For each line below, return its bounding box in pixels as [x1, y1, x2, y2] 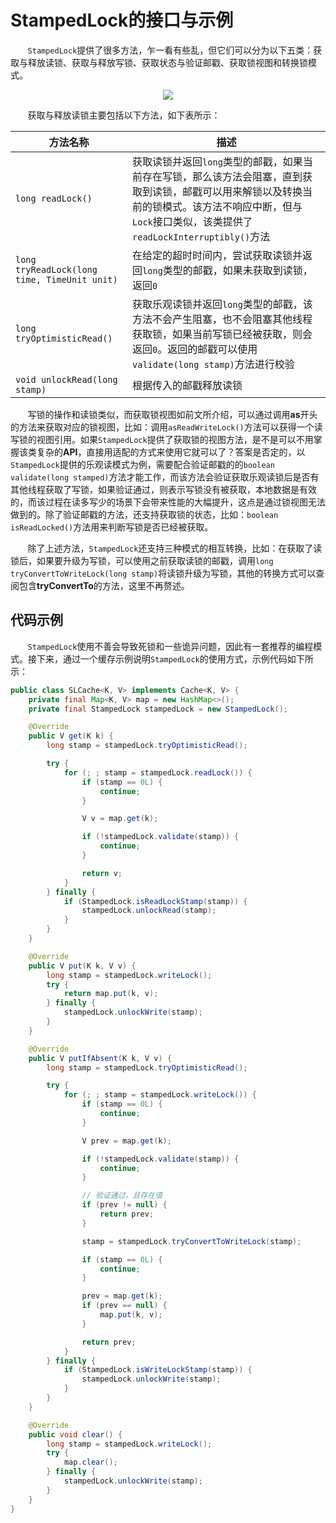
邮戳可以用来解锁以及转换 [182, 184, 303, 198]
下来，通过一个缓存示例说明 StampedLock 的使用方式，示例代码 [36, 652, 288, 665]
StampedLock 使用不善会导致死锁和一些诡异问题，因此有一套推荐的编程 [27, 640, 314, 652]
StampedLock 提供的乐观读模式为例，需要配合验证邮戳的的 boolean [10, 458, 275, 470]
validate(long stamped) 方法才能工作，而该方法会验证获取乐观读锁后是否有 [10, 471, 320, 483]
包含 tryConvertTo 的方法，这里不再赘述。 [18, 579, 190, 591]
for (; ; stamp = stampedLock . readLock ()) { [63, 767, 253, 778]
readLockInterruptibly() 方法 [132, 229, 271, 243]
